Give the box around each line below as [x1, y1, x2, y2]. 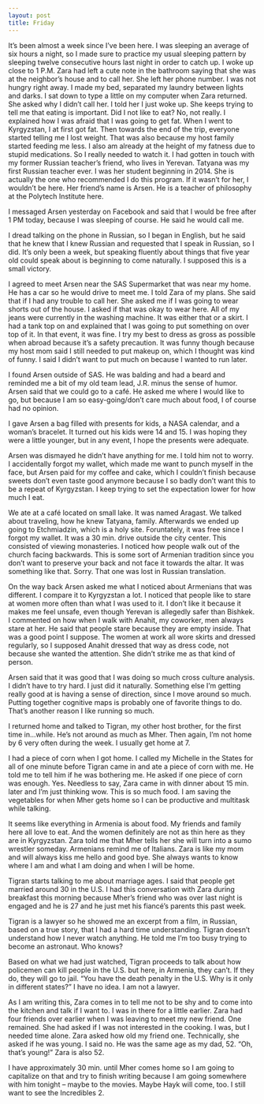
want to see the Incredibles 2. [8, 1087, 105, 1097]
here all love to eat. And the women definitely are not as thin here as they [8, 827, 246, 837]
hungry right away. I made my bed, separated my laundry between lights [8, 82, 244, 91]
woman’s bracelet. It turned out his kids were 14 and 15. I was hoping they [8, 427, 247, 436]
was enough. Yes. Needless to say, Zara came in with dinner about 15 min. [8, 778, 250, 788]
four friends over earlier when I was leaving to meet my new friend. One [8, 1014, 242, 1024]
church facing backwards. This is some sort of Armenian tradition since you [8, 550, 255, 559]
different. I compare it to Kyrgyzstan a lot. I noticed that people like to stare [8, 590, 251, 599]
